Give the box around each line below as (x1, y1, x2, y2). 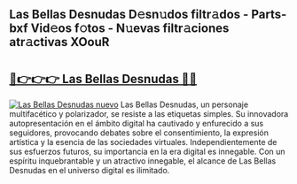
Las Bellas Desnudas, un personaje (120, 99, 249, 110)
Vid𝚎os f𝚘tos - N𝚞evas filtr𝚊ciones (30, 21, 230, 36)
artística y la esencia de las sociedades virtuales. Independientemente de (9, 137, 277, 147)
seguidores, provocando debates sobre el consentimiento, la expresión (9, 127, 269, 138)
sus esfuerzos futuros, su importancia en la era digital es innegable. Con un (9, 146, 285, 157)
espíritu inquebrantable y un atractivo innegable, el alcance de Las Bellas (9, 156, 277, 166)
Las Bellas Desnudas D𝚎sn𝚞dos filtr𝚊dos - (9, 7, 249, 22)
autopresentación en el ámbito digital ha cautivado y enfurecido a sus (9, 119, 264, 128)
